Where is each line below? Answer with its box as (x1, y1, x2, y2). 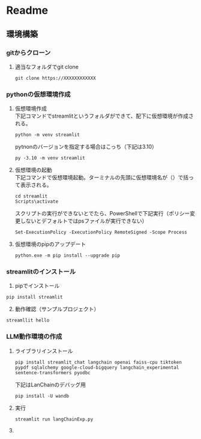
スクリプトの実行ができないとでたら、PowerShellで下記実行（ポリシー (14, 210, 190, 217)
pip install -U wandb (14, 393, 69, 399)
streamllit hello (6, 317, 50, 324)
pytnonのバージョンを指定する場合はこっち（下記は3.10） (14, 143, 158, 151)
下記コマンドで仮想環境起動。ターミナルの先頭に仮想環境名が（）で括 (14, 174, 189, 181)
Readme (6, 4, 49, 17)
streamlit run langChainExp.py (14, 416, 94, 422)
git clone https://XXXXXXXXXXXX (14, 75, 96, 81)
